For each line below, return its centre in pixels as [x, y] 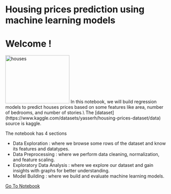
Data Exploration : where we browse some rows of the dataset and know [89, 143]
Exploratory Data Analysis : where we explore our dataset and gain [83, 165]
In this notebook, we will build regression [114, 102]
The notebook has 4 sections [36, 133]
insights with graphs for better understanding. [61, 171]
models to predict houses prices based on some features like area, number [84, 107]
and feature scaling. [34, 160]
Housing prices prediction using [75, 9]
